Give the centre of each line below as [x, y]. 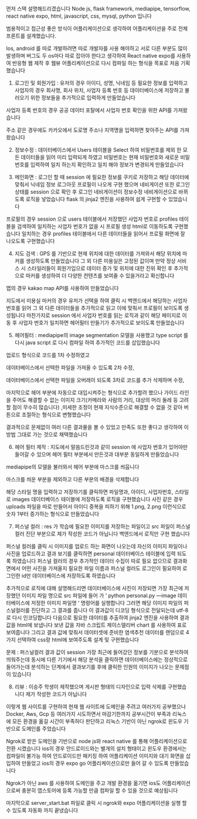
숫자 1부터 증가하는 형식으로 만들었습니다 [53, 514]
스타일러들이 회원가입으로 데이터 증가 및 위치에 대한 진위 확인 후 [100, 268]
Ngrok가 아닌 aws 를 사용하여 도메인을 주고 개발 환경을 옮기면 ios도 [84, 783]
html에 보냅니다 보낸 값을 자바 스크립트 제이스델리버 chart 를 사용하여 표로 [102, 625]
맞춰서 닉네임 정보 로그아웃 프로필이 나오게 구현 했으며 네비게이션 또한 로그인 [102, 184]
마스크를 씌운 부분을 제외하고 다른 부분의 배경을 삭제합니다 [73, 479]
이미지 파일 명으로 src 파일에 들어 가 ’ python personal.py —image [99, 595]
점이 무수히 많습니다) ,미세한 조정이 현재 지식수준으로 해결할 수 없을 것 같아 [97, 407]
